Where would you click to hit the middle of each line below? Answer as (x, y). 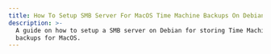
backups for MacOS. (48, 38)
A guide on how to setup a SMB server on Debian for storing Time (129, 30)
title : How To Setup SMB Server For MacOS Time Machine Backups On (124, 15)
